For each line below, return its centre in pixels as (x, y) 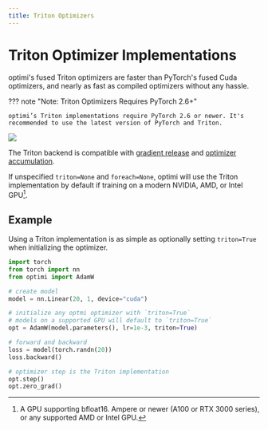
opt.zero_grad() (35, 387)
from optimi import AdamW (51, 277)
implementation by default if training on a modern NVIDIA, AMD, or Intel (126, 185)
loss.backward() (35, 357)
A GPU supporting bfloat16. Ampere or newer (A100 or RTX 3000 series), (140, 409)
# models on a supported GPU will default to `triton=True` (110, 321)
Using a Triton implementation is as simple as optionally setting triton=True (132, 239)
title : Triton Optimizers (51, 16)
